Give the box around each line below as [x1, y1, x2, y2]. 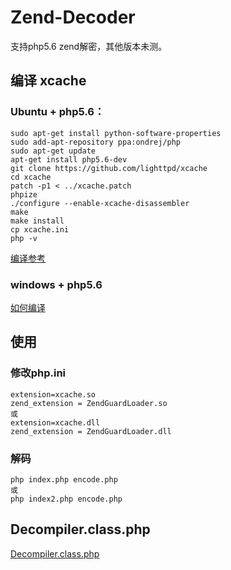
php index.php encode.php [10, 474, 118, 485]
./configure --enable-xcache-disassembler [10, 198, 190, 208]
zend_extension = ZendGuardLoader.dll [10, 426, 172, 436]
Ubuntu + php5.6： [10, 105, 105, 119]
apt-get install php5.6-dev [10, 154, 128, 165]
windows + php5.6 [10, 277, 103, 291]
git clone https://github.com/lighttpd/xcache [10, 163, 208, 173]
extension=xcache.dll [10, 417, 101, 428]
